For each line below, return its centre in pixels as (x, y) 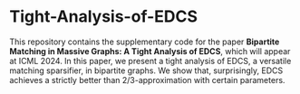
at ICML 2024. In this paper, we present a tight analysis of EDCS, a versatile (150, 61)
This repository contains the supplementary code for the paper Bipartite (145, 42)
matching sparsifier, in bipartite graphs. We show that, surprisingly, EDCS (146, 70)
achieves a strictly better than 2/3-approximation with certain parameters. (147, 80)
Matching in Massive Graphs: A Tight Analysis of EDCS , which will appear (150, 51)
